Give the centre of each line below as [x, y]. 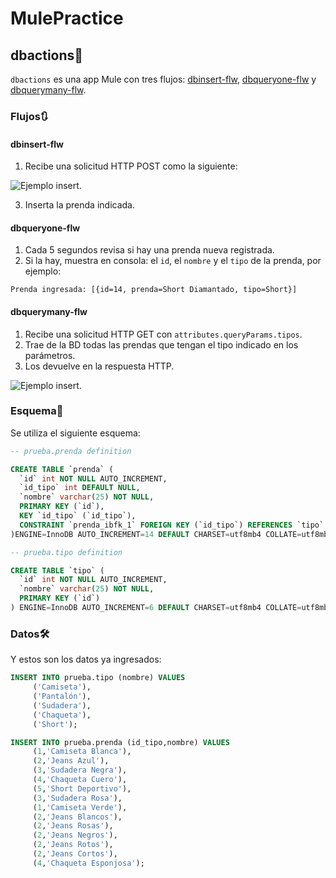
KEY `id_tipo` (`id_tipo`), [78, 516]
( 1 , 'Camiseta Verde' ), [80, 807]
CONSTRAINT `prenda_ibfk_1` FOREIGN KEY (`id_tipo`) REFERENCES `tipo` [172, 525]
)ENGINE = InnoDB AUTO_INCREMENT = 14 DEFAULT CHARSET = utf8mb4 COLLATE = [156, 534]
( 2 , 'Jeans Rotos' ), [73, 845]
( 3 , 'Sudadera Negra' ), [80, 770]
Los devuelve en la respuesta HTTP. [99, 366]
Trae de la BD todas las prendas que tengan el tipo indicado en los [161, 344]
